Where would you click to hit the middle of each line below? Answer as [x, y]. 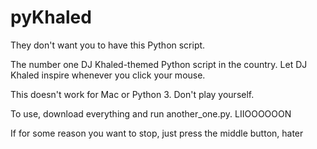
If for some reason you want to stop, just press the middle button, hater [157, 133]
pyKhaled [51, 17]
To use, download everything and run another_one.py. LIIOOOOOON [151, 113]
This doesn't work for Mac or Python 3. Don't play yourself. [132, 94]
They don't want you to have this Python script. [108, 45]
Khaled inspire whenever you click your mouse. [108, 75]
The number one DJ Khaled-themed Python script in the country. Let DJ [159, 64]
